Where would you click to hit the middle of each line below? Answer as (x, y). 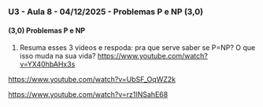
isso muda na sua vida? (57, 56)
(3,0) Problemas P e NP (47, 30)
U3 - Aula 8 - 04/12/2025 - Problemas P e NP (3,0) (106, 12)
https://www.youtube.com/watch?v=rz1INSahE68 (88, 95)
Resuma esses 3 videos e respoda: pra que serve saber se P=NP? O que (137, 48)
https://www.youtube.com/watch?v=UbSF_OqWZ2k (92, 80)
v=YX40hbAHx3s (47, 64)
